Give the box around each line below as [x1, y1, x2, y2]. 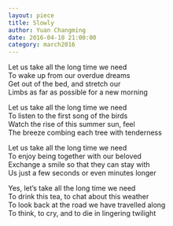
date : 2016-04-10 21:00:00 [8, 33, 97, 42]
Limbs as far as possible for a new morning [8, 87, 148, 97]
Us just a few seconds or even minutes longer [8, 169, 156, 178]
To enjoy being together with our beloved [8, 151, 142, 161]
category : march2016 [8, 41, 76, 49]
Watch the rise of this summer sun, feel [8, 120, 135, 129]
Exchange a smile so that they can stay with [8, 160, 151, 169]
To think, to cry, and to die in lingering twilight [8, 209, 156, 218]
